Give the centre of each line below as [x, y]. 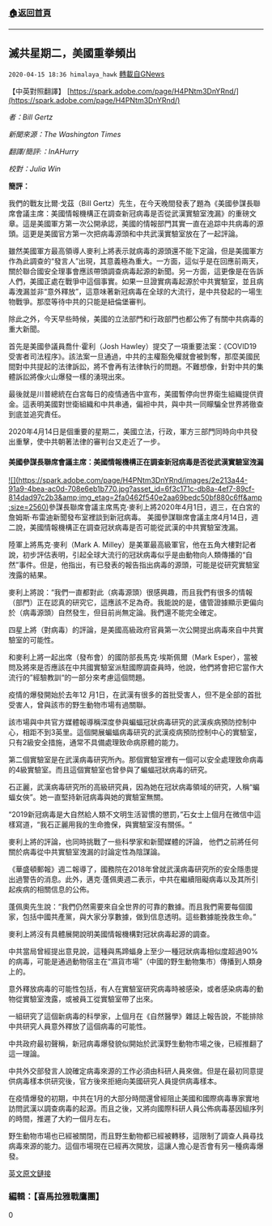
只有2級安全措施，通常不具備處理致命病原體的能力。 [96, 742]
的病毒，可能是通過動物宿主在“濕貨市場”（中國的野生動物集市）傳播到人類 [132, 961]
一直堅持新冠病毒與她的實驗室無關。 [108, 798]
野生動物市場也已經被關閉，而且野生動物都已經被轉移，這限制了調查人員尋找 [136, 1136]
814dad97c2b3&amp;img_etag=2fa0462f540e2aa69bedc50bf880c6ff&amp [136, 497]
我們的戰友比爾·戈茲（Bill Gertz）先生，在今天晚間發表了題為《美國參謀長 [131, 204]
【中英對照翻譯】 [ [39, 92]
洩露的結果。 [30, 575]
